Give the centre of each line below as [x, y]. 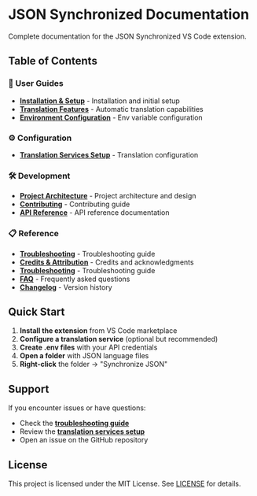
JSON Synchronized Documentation [129, 15]
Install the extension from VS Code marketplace [98, 331]
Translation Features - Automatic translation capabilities [111, 109]
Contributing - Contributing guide [75, 204]
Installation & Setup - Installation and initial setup [100, 101]
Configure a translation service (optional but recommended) [119, 339]
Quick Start [37, 311]
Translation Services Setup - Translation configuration [109, 154]
